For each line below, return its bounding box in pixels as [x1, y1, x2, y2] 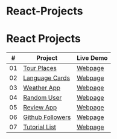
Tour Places [23, 64, 57, 73]
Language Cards [23, 74, 71, 82]
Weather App [23, 83, 61, 92]
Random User [23, 94, 62, 102]
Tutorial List [23, 123, 56, 131]
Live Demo [76, 54, 108, 62]
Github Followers [23, 113, 71, 121]
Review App [23, 103, 57, 112]
